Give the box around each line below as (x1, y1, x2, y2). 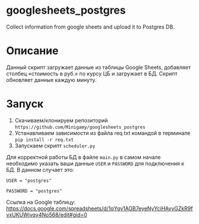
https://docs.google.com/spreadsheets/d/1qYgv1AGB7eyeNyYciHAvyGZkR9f (6, 204, 193, 212)
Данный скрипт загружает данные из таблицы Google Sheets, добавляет (6, 64, 191, 71)
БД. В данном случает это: (6, 166, 74, 173)
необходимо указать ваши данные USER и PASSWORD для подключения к (6, 160, 185, 167)
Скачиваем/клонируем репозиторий (14, 116, 108, 124)
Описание (6, 44, 59, 58)
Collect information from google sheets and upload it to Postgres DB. (6, 23, 175, 30)
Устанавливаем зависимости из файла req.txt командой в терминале (14, 129, 191, 137)
